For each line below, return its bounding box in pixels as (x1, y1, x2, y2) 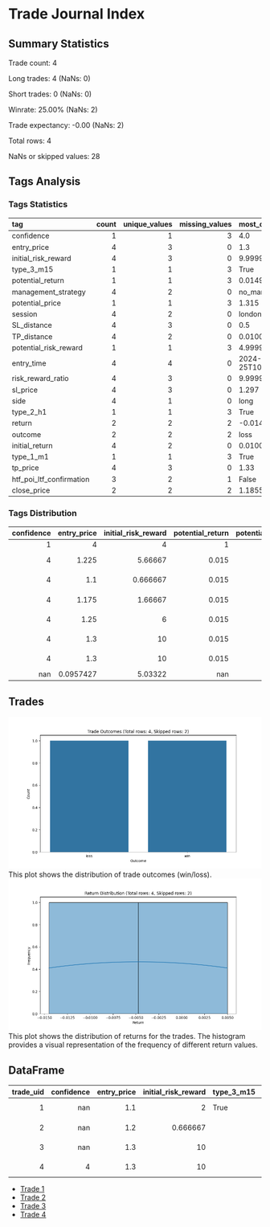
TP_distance (11, 331, 53, 342)
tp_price (11, 463, 39, 472)
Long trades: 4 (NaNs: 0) (8, 74, 91, 83)
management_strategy (11, 287, 86, 297)
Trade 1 (19, 1184, 45, 1194)
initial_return (11, 440, 53, 450)
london (238, 309, 262, 319)
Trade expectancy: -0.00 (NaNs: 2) (8, 121, 125, 129)
